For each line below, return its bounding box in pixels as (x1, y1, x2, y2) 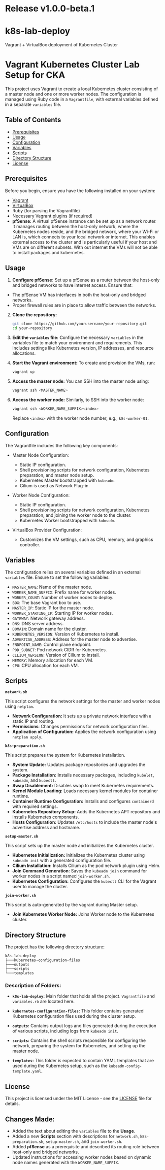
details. (5, 1101, 20, 1106)
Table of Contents (5, 116, 62, 124)
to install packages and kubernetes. (12, 249, 85, 255)
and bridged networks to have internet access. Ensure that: (12, 282, 133, 288)
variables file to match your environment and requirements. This (12, 340, 142, 346)
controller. (19, 541, 40, 547)
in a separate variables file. (5, 101, 62, 107)
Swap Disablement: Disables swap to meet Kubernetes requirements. (12, 783, 154, 789)
